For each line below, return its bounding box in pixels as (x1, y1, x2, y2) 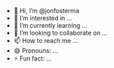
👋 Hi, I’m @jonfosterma (13, 7, 79, 15)
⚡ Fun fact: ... (13, 54, 52, 62)
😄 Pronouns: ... (13, 46, 59, 55)
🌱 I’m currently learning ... (13, 22, 88, 29)
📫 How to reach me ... (13, 37, 78, 44)
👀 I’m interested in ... (13, 14, 73, 22)
